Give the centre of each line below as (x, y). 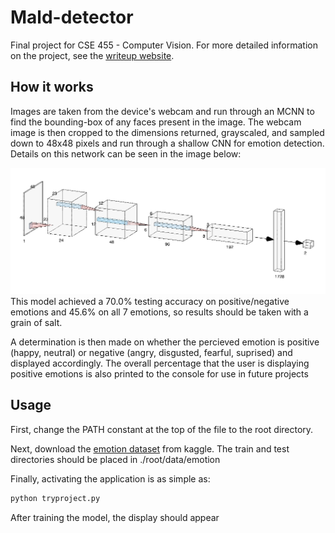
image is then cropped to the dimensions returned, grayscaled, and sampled (167, 132)
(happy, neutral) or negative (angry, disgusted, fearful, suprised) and (151, 353)
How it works (52, 87)
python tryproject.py (55, 498)
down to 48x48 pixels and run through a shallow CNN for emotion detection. (167, 143)
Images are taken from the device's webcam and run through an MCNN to (162, 111)
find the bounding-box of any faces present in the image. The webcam (156, 122)
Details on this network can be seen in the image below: (126, 153)
